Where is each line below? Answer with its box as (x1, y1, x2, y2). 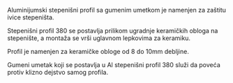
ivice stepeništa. (7, 13, 54, 21)
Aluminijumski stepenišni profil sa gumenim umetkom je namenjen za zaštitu (7, 6, 227, 14)
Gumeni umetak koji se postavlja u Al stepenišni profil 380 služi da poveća (7, 61, 221, 68)
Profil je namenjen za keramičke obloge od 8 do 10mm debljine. (7, 48, 190, 55)
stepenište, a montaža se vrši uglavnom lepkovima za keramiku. (7, 34, 190, 42)
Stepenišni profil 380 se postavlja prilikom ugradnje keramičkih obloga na (7, 27, 218, 35)
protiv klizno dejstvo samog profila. (7, 68, 109, 76)
